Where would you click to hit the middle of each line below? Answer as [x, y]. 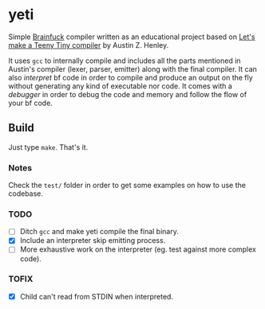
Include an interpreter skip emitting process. [93, 241]
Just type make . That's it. [48, 147]
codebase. [26, 194]
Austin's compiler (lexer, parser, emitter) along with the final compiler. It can [133, 68]
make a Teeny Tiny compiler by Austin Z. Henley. [89, 45]
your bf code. [31, 103]
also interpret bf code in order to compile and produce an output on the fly [131, 77]
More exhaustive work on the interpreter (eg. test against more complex [138, 249]
